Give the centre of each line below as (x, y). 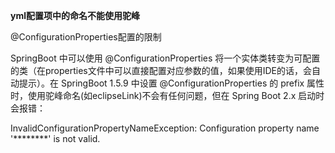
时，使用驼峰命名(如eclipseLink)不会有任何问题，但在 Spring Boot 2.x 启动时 (167, 95)
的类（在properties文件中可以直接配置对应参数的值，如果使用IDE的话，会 (161, 70)
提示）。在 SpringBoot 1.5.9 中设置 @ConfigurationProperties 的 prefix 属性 (171, 83)
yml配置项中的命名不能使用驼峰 (75, 15)
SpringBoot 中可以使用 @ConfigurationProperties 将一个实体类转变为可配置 (165, 58)
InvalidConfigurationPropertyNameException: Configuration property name (165, 128)
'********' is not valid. (55, 138)
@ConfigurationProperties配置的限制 (86, 37)
